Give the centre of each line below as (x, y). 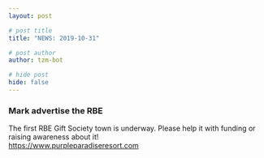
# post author (32, 53)
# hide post (28, 75)
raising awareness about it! (54, 137)
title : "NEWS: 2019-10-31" (54, 38)
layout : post (30, 16)
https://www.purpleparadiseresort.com (74, 146)
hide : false (28, 83)
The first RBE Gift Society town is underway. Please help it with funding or (132, 128)
